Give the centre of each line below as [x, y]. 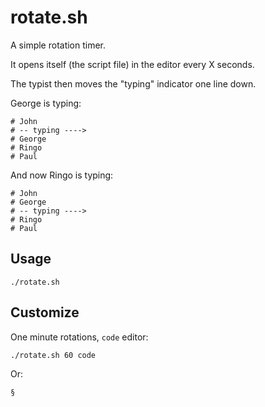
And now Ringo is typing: [62, 175]
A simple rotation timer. [58, 45]
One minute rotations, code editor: [79, 337]
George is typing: [46, 103]
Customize [45, 312]
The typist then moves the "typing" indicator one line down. [133, 83]
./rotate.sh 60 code [53, 355]
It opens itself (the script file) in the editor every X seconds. [132, 64]
